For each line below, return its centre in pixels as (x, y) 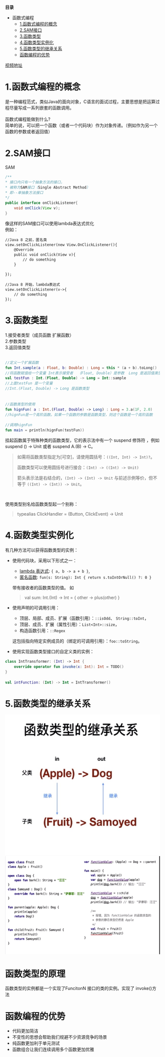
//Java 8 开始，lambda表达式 (33, 284)
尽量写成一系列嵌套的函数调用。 (41, 108)
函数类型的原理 (35, 974)
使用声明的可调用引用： (36, 608)
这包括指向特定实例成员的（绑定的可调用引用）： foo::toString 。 (77, 641)
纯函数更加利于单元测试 (36, 1043)
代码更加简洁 (25, 1031)
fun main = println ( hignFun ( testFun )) (45, 430)
